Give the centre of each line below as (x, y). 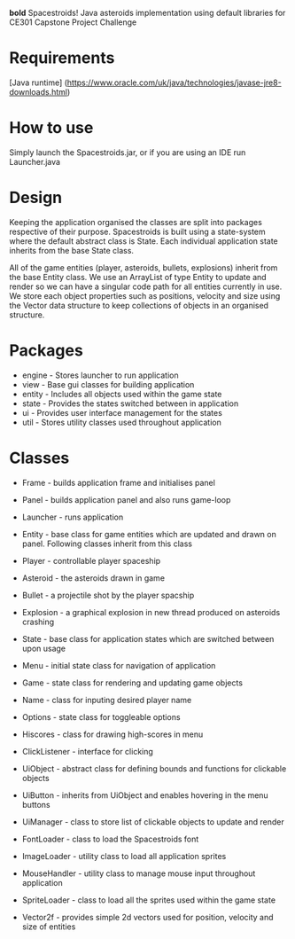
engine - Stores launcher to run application (100, 375)
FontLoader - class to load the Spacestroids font (110, 839)
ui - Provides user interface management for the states (122, 412)
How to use (51, 128)
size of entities (49, 927)
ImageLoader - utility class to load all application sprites (124, 856)
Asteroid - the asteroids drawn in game (93, 578)
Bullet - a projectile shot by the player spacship (108, 595)
